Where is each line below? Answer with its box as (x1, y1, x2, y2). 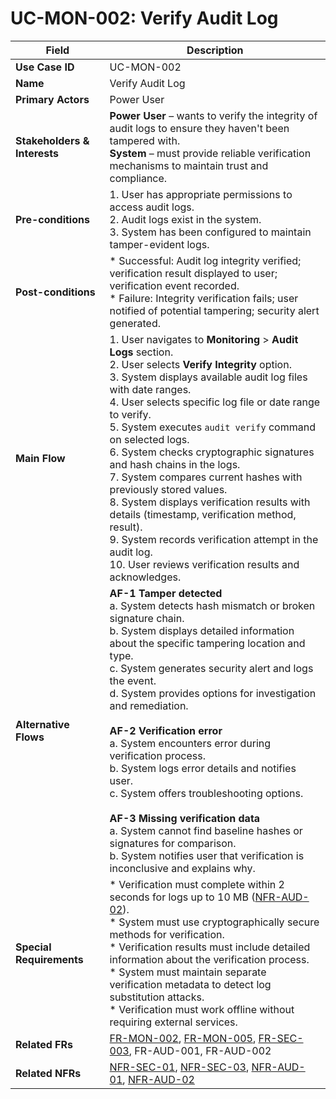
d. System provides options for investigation (109, 686, 317, 700)
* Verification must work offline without (109, 1002, 295, 1016)
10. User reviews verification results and (109, 557, 300, 571)
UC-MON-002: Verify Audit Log (10, 7, 279, 30)
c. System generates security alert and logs (109, 661, 314, 675)
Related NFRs (15, 1066, 82, 1080)
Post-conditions (15, 285, 96, 299)
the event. (109, 673, 157, 687)
